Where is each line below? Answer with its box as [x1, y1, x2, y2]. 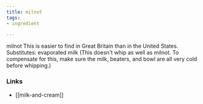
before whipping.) [6, 62, 51, 69]
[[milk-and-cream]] [15, 91, 64, 98]
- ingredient [6, 20, 40, 26]
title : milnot [6, 9, 43, 15]
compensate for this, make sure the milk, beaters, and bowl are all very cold [6, 56, 197, 63]
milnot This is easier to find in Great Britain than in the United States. [6, 42, 179, 50]
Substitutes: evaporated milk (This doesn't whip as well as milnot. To [6, 49, 179, 56]
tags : [6, 15, 20, 21]
